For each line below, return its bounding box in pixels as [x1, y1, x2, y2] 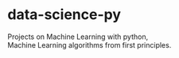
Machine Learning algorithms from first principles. [7, 40, 172, 49]
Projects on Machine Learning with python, [7, 32, 149, 41]
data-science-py [7, 6, 121, 24]
